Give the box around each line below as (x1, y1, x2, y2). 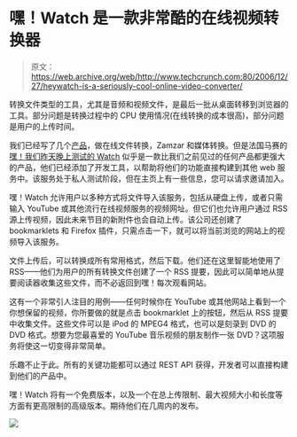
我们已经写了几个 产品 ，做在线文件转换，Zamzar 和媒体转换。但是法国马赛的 (9, 139, 288, 151)
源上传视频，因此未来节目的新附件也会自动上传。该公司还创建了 (9, 214, 242, 224)
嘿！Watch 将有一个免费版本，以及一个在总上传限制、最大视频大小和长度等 (9, 389, 284, 400)
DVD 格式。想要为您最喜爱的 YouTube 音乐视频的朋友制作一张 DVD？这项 (9, 329, 277, 339)
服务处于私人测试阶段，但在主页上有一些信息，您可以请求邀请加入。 (39, 173, 289, 183)
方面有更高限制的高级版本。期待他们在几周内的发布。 (9, 400, 204, 410)
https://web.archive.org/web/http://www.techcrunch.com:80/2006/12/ (30, 71, 288, 82)
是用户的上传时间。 (9, 121, 80, 131)
